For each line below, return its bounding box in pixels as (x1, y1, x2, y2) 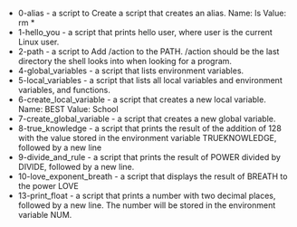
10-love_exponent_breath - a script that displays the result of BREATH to (17, 171, 288, 182)
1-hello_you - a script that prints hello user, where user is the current (17, 27, 273, 37)
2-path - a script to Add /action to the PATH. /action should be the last (17, 46, 280, 57)
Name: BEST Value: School (17, 104, 120, 114)
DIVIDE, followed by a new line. (17, 162, 135, 172)
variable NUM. (17, 210, 72, 220)
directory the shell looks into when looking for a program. (17, 56, 233, 66)
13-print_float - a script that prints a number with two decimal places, (17, 190, 276, 201)
